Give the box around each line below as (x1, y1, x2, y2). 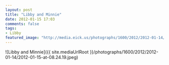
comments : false (5, 21, 39, 26)
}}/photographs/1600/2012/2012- (90, 48, 158, 55)
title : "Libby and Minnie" (5, 12, 62, 17)
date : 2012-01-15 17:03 (5, 16, 55, 21)
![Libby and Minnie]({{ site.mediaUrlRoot (5, 48, 89, 55)
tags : (5, 26, 17, 31)
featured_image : (5, 35, 39, 40)
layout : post (5, 7, 33, 12)
